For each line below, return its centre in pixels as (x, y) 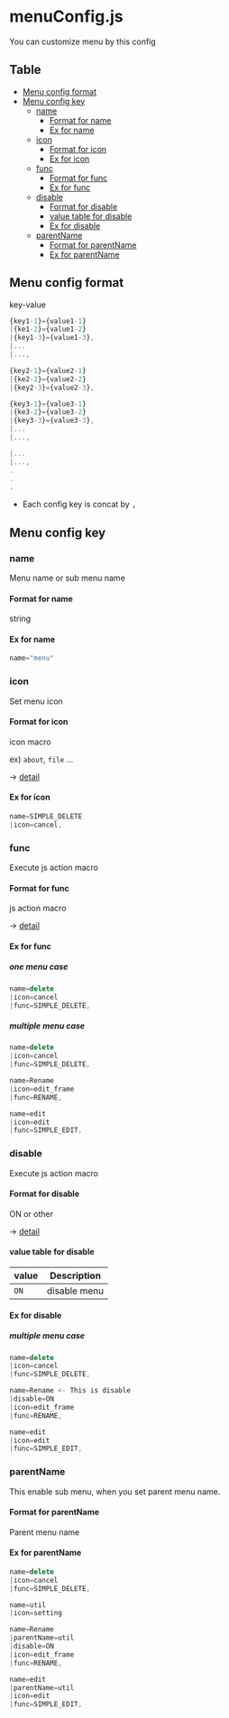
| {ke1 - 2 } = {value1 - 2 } (48, 329)
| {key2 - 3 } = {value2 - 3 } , (52, 388)
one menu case (39, 967)
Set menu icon (36, 701)
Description (75, 1275)
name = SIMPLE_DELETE (46, 816)
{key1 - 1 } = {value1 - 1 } (48, 321)
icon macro (30, 742)
